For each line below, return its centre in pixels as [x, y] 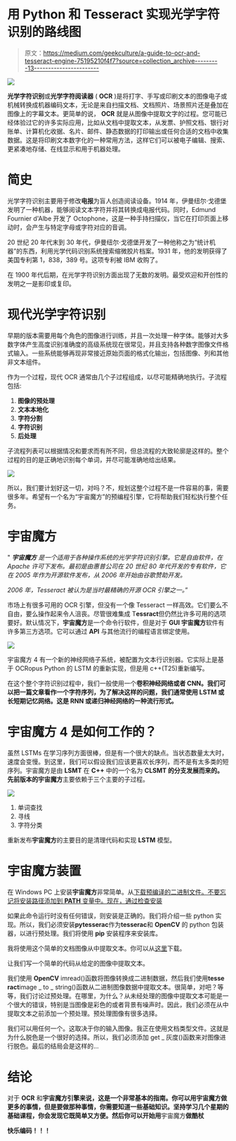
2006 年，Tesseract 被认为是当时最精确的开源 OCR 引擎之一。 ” [98, 590]
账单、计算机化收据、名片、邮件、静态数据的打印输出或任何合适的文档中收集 [118, 131]
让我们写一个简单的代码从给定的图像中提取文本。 [78, 963]
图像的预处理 [36, 400]
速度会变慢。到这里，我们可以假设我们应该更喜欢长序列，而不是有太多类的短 [118, 761]
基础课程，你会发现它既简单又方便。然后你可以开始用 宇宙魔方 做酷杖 [106, 1115]
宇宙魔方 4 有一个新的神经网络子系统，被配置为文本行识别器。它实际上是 [112, 659]
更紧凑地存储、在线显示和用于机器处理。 [66, 149]
